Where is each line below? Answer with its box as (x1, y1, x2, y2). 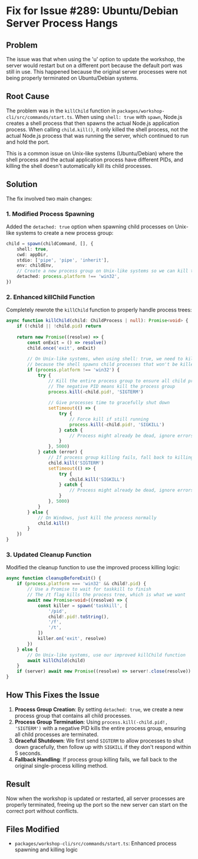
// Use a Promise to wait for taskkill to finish (27, 586, 151, 592)
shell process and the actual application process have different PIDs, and (6, 156, 184, 163)
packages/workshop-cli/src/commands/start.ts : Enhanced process (14, 840, 177, 847)
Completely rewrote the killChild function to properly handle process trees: (6, 306, 192, 313)
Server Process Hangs (6, 16, 118, 30)
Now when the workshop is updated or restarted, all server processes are (6, 795, 186, 802)
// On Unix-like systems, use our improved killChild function (27, 652, 186, 658)
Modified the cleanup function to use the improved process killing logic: (6, 564, 180, 571)
